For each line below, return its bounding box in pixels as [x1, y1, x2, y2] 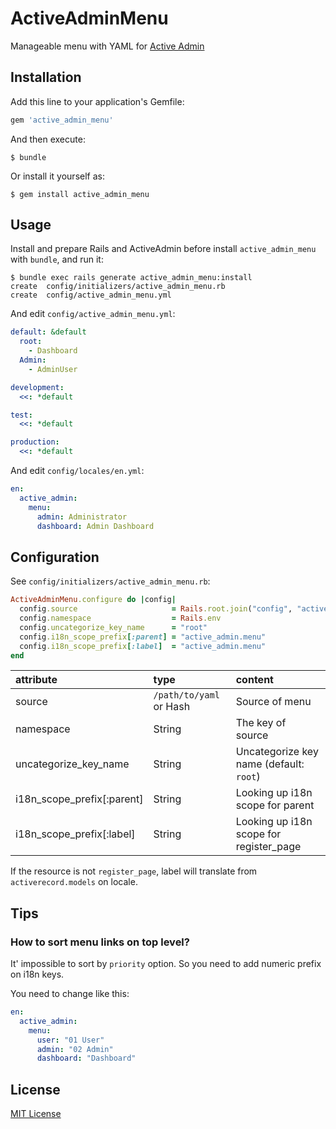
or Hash [153, 700, 191, 714]
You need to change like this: [10, 988, 130, 1000]
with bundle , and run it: [10, 253, 104, 266]
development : [10, 382, 65, 392]
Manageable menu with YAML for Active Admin [10, 40, 205, 52]
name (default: [235, 757, 305, 771]
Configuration [10, 548, 100, 566]
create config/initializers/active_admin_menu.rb [10, 282, 226, 292]
